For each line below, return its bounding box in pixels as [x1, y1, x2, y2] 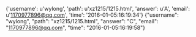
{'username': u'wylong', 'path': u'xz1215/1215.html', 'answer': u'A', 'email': [6, 5, 190, 12]
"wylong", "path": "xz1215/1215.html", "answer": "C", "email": [6, 18, 159, 24]
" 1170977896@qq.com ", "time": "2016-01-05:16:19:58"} [6, 24, 145, 31]
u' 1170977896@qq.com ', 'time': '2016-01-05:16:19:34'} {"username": [6, 11, 179, 18]
